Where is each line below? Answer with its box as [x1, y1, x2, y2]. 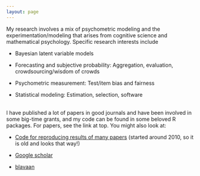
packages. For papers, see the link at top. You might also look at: [6, 121, 166, 129]
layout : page [6, 8, 39, 15]
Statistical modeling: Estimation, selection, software [14, 91, 143, 98]
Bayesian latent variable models [14, 49, 94, 57]
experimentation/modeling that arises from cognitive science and [6, 31, 168, 39]
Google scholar [14, 151, 53, 159]
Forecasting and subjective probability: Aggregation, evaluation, [14, 61, 174, 68]
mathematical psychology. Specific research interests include [6, 38, 159, 45]
